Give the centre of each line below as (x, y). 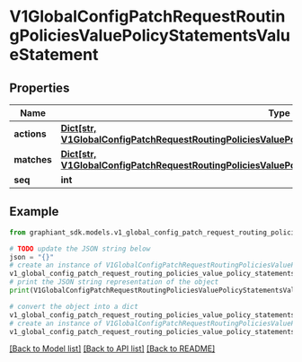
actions (30, 134)
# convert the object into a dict (74, 306)
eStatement (54, 55)
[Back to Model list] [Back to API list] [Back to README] (112, 349)
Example (34, 212)
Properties (40, 88)
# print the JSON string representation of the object (114, 282)
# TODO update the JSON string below (80, 249)
